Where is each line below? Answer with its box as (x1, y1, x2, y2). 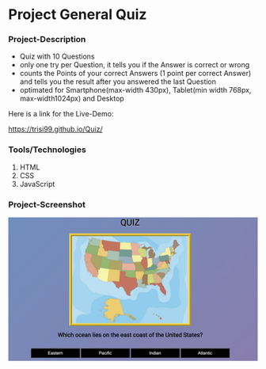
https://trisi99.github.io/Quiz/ (8, 124, 103, 134)
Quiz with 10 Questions (19, 51, 95, 61)
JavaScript (19, 179, 55, 188)
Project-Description (8, 34, 86, 45)
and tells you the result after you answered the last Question (19, 77, 216, 86)
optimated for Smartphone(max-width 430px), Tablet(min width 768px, (19, 86, 252, 95)
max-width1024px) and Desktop (19, 93, 124, 104)
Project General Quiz (8, 6, 147, 24)
